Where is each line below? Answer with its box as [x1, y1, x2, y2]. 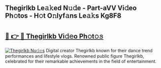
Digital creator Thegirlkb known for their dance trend [46, 48, 153, 53]
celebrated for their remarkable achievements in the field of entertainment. [5, 59, 157, 64]
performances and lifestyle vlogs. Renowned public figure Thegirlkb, [5, 53, 144, 59]
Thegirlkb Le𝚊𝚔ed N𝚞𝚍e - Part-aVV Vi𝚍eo [5, 4, 137, 12]
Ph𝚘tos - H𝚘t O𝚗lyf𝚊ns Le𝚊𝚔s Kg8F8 [5, 12, 122, 20]
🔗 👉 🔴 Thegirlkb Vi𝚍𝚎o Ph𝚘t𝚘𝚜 [5, 32, 104, 40]
